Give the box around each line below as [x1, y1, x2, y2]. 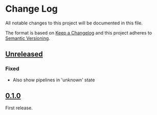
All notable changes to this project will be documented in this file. [5, 20, 143, 26]
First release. [5, 105, 33, 111]
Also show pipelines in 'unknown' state [12, 77, 95, 83]
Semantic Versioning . [5, 35, 50, 41]
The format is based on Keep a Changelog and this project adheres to [5, 30, 152, 36]
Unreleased [5, 50, 43, 59]
